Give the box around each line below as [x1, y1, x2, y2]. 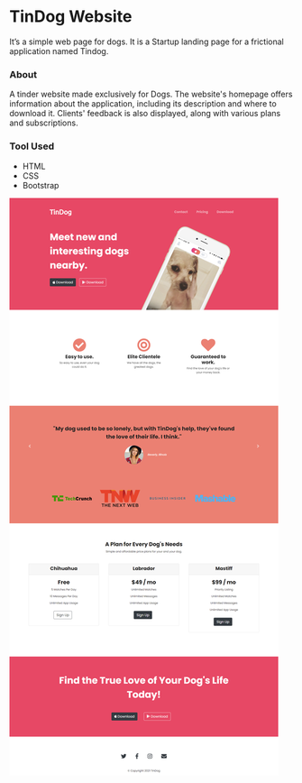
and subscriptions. [9, 117, 78, 128]
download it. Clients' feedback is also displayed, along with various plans [9, 108, 281, 119]
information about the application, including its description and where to [9, 98, 277, 109]
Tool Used [9, 140, 55, 152]
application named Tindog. [9, 45, 109, 56]
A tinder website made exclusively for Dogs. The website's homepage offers [9, 88, 293, 100]
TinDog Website [9, 6, 133, 27]
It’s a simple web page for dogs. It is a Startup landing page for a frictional [9, 36, 284, 47]
